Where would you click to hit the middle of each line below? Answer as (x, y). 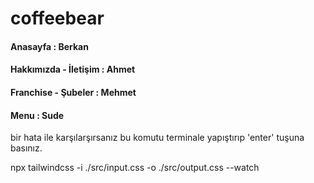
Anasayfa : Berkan (49, 46)
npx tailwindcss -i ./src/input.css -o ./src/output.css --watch (135, 168)
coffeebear (57, 18)
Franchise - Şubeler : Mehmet (73, 92)
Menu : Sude (37, 115)
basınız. (26, 148)
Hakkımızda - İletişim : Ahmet (73, 69)
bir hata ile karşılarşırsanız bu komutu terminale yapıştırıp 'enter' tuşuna (157, 138)
